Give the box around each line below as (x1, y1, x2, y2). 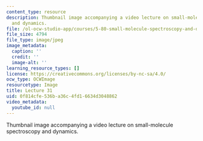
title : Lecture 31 (6, 88, 53, 94)
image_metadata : (6, 43, 47, 49)
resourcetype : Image (6, 82, 59, 88)
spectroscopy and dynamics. (6, 128, 79, 135)
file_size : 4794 (6, 31, 47, 38)
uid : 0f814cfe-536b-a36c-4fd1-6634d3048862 (6, 93, 118, 99)
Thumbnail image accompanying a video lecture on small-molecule (6, 121, 173, 128)
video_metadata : (6, 99, 47, 105)
